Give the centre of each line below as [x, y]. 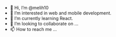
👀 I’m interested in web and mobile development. [61, 13]
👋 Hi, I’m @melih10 [29, 8]
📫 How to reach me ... [33, 29]
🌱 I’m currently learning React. [41, 18]
